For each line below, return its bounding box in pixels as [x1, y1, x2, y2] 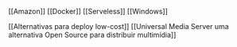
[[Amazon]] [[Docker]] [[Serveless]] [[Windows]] [8, 7, 169, 16]
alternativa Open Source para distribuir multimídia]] [8, 31, 177, 39]
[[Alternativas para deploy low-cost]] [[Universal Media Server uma [8, 22, 229, 31]
